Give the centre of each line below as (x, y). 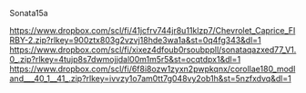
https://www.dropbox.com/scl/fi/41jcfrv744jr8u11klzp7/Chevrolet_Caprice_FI (153, 30)
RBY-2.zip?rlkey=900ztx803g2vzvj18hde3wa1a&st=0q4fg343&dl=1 (135, 40)
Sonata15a (29, 13)
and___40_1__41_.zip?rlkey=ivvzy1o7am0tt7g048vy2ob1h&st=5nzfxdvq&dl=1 (150, 79)
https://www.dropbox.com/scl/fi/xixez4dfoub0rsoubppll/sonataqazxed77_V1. (153, 50)
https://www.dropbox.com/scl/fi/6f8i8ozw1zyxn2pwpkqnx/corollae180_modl (153, 69)
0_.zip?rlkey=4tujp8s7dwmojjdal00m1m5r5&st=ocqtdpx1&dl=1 (125, 59)
